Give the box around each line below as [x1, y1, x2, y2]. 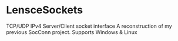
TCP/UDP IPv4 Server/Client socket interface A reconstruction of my [6, 23, 172, 29]
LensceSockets [6, 3, 83, 17]
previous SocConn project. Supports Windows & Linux [6, 28, 137, 35]
